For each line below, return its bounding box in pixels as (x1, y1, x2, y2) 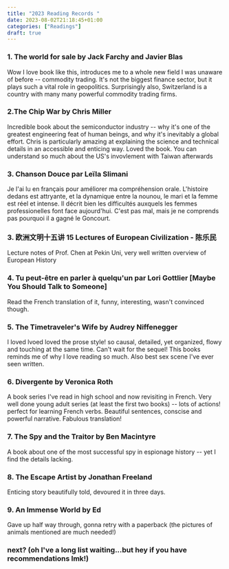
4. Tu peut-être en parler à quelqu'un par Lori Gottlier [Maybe (7, 273, 216, 283)
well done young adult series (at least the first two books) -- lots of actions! (7, 400, 221, 408)
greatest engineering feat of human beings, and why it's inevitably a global (7, 130, 219, 138)
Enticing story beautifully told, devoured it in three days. (7, 488, 166, 496)
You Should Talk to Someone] (7, 282, 108, 292)
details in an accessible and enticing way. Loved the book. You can (7, 144, 197, 152)
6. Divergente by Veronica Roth (7, 377, 113, 386)
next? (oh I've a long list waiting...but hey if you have (7, 546, 187, 555)
